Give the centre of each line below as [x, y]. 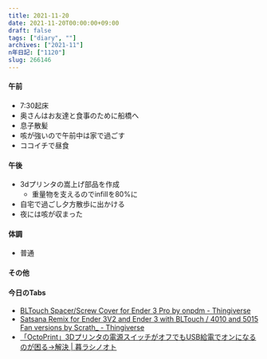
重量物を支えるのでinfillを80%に [84, 194]
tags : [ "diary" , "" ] [43, 38]
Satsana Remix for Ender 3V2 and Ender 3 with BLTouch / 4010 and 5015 [139, 319]
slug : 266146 [30, 60]
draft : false [30, 30]
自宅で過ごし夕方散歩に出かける [72, 205]
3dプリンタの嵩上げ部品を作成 [70, 185]
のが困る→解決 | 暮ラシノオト [68, 347]
